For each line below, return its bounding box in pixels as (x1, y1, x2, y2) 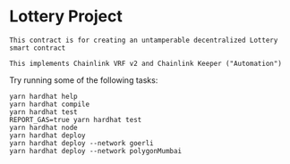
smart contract (9, 43, 66, 53)
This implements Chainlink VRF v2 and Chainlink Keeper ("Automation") (9, 59, 282, 68)
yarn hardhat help (9, 92, 78, 101)
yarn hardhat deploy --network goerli (9, 138, 154, 148)
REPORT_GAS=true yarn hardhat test (9, 115, 142, 124)
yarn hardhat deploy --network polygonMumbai (9, 146, 182, 155)
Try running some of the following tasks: (9, 74, 158, 86)
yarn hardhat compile (9, 100, 90, 109)
